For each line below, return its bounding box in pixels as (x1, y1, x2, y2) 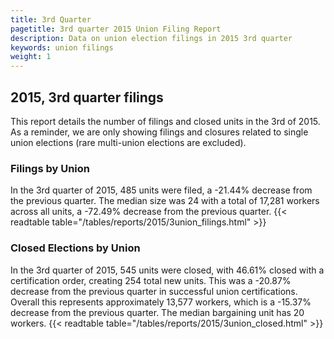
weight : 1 (10, 52, 52, 62)
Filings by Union (10, 161, 91, 175)
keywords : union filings (10, 42, 114, 53)
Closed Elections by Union (10, 241, 141, 255)
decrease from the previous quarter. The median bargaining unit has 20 (10, 306, 305, 318)
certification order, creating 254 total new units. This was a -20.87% (10, 274, 292, 286)
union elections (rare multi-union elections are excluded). (10, 136, 247, 148)
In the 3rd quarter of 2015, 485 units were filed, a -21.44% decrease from (10, 184, 313, 196)
